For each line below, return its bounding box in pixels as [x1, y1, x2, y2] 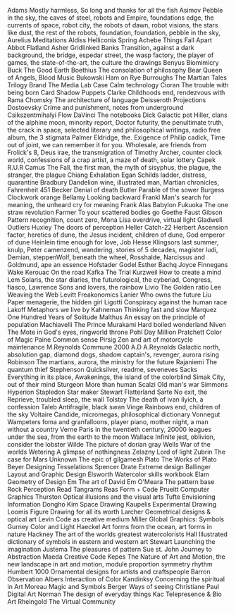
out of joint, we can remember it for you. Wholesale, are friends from [7, 141, 206, 149]
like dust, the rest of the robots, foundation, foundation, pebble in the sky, [7, 28, 221, 37]
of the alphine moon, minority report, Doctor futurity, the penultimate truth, [7, 118, 224, 126]
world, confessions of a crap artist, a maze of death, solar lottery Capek [7, 156, 216, 164]
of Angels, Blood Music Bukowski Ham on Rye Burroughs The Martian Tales [7, 73, 228, 82]
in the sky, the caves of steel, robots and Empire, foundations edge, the [7, 13, 214, 22]
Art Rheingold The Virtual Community [7, 597, 116, 605]
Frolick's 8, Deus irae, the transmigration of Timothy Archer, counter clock [7, 148, 223, 156]
